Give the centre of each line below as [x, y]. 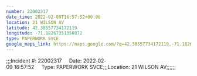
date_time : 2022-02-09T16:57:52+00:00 [53, 17]
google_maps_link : [28, 44]
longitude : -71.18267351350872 [44, 33]
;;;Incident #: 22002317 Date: [44, 61]
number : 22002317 [27, 11]
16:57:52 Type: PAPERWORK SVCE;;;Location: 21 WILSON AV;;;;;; [95, 67]
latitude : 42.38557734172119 [42, 28]
